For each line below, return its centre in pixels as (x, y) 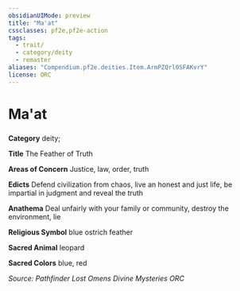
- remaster (33, 60)
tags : (17, 38)
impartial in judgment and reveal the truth (76, 192)
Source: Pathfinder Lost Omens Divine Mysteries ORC (97, 278)
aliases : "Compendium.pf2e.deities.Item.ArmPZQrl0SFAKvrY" (108, 68)
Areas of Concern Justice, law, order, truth (79, 169)
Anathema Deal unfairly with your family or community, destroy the (118, 208)
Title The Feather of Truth (51, 153)
